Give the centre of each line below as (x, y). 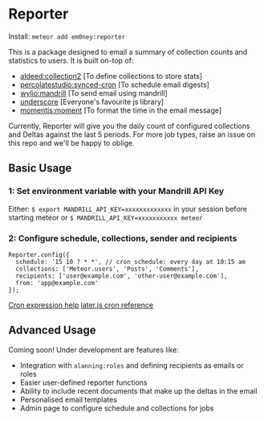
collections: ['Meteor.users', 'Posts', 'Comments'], (107, 269)
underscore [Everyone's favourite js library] (92, 101)
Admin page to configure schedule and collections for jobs (117, 408)
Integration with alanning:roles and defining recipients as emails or (132, 365)
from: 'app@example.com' (57, 283)
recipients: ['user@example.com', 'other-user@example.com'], (122, 276)
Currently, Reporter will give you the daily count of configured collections (129, 126)
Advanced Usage (52, 330)
